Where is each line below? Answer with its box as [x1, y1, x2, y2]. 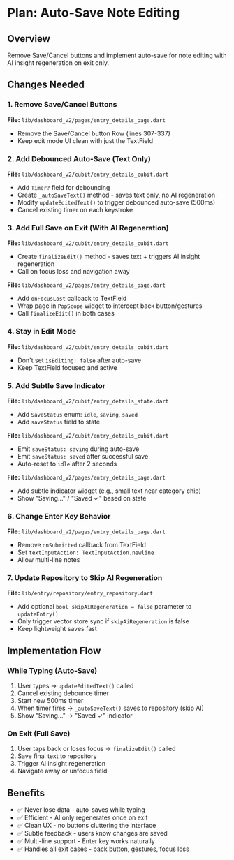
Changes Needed [7, 79, 85, 91]
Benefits [7, 787, 45, 799]
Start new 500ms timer [17, 697, 84, 705]
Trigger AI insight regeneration [17, 759, 106, 768]
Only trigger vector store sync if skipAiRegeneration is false [17, 617, 190, 625]
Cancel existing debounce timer [17, 689, 110, 697]
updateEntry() [17, 611, 59, 618]
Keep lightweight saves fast [17, 625, 97, 633]
